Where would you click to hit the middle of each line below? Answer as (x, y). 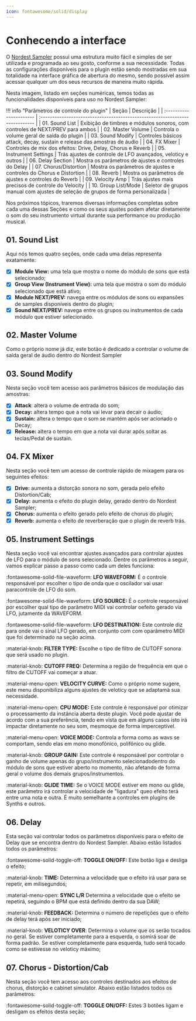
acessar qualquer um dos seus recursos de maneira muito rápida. (85, 81)
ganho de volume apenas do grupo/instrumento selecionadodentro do (91, 762)
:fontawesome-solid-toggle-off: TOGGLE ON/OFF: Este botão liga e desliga (97, 860)
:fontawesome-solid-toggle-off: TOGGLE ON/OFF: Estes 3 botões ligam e (95, 1005)
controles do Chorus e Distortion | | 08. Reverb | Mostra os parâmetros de (95, 173)
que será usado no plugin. (37, 655)
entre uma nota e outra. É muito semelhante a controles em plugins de (91, 798)
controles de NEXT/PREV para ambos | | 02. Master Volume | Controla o (93, 129)
